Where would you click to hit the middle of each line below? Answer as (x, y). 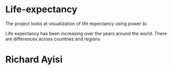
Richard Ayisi (34, 60)
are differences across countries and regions (53, 39)
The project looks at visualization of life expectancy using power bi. (77, 24)
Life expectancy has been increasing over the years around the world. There (86, 33)
